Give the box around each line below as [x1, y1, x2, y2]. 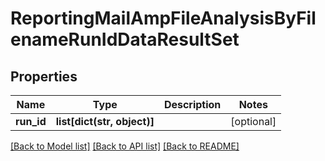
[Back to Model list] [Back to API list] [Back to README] [10, 140, 240, 152]
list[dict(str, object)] [55, 115, 155, 128]
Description [163, 98, 222, 111]
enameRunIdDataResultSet [10, 28, 240, 51]
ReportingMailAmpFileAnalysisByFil [10, 7, 317, 30]
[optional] [230, 115, 277, 128]
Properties [10, 68, 78, 85]
